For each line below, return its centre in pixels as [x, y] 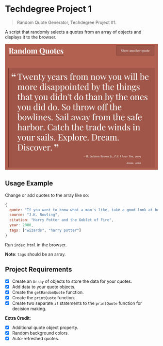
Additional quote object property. [45, 328]
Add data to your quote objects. [44, 287]
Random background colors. [40, 333]
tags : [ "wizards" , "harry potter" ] [45, 230]
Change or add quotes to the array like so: [47, 195]
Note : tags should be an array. [35, 254]
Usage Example [29, 183]
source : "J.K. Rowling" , [34, 215]
